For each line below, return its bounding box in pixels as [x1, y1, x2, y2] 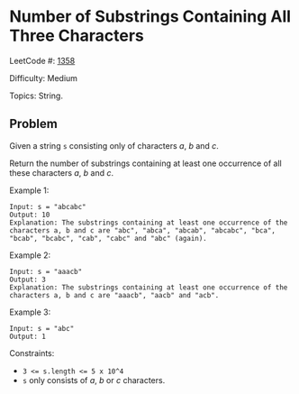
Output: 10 [9, 210, 50, 219]
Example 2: [9, 250, 51, 261]
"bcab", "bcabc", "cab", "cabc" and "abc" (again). [9, 234, 207, 243]
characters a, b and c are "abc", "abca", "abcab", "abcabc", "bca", [9, 225, 276, 235]
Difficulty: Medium [9, 72, 78, 83]
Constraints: [9, 347, 55, 358]
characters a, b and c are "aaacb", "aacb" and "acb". [9, 290, 220, 299]
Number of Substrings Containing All [9, 6, 291, 27]
